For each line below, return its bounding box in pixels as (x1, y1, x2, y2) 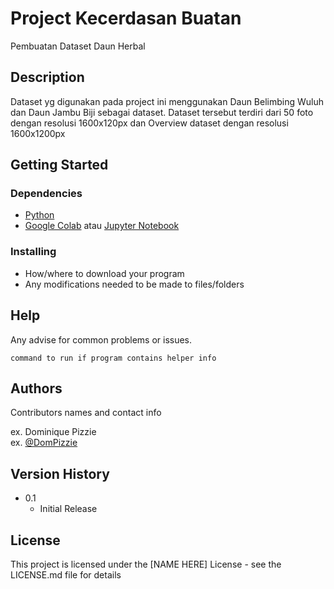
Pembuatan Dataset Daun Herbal (10, 40, 146, 52)
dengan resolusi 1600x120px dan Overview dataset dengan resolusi (10, 117, 289, 129)
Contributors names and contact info (10, 407, 162, 419)
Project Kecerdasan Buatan (10, 7, 242, 30)
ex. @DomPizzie (10, 437, 78, 449)
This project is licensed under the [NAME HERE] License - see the (10, 558, 282, 570)
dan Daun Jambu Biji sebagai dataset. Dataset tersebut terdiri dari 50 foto (10, 106, 314, 118)
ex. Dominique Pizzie (10, 426, 97, 438)
